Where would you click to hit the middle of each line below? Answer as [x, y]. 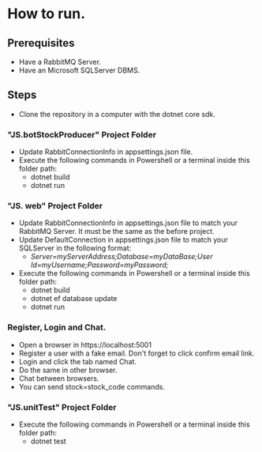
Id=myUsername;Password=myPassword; [99, 265]
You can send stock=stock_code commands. [92, 386]
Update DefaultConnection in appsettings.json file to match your [123, 240]
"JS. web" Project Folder [55, 206]
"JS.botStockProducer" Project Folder [82, 134]
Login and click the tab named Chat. [78, 361]
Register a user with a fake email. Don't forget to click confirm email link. [137, 353]
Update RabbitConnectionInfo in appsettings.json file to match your [128, 223]
